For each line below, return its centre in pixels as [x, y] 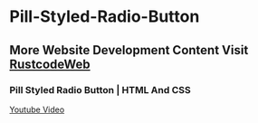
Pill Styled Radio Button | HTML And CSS [100, 90]
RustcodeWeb [50, 64]
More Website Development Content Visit [129, 50]
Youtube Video [37, 109]
